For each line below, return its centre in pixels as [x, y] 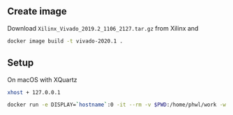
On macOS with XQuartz [43, 79]
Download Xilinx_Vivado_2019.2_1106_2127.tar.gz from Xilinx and [103, 28]
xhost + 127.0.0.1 [34, 92]
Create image [37, 11]
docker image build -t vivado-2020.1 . [65, 41]
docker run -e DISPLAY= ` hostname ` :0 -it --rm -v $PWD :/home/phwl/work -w [117, 105]
